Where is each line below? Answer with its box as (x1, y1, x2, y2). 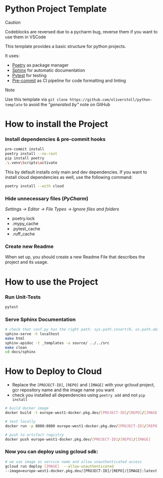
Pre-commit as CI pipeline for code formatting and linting (12, 78, 126, 83)
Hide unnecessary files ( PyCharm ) (5, 195, 89, 202)
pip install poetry (5, 156, 45, 161)
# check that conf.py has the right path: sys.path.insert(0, (5, 327, 133, 332)
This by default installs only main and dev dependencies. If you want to (5, 169, 147, 175)
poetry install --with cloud (5, 183, 64, 189)
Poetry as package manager (12, 62, 69, 68)
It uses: (5, 52, 20, 59)
